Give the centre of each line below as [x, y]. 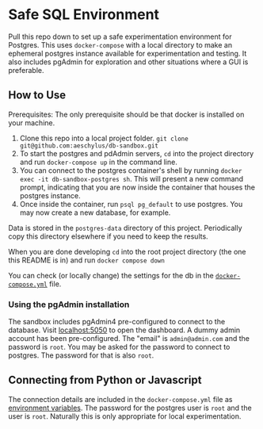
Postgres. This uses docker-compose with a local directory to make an [120, 44]
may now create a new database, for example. [95, 213]
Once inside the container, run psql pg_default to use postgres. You [131, 204]
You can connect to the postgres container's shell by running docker [131, 170]
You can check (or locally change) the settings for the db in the [111, 275]
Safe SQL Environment [84, 15]
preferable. [26, 70]
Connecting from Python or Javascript [105, 380]
